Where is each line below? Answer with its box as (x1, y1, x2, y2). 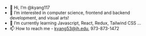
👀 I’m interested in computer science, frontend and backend (9, 10, 130, 16)
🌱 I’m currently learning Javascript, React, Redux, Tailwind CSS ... (9, 20, 141, 26)
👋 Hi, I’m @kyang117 (9, 5, 50, 10)
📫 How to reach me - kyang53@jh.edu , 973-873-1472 (9, 26, 119, 31)
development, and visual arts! (9, 15, 69, 20)
